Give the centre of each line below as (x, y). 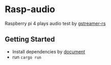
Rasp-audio (30, 9)
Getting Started (30, 39)
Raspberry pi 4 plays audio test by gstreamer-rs (55, 23)
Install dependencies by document (49, 51)
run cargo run (27, 57)
